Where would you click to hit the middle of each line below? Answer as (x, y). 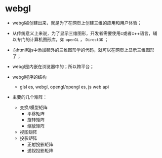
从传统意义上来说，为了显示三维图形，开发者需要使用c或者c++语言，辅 (85, 33)
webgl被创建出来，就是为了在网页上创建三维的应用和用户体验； (77, 23)
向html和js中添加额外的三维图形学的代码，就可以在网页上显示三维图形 (83, 50)
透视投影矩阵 (40, 150)
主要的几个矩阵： (30, 97)
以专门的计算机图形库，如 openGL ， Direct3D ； (61, 39)
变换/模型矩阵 (34, 107)
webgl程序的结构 (29, 77)
